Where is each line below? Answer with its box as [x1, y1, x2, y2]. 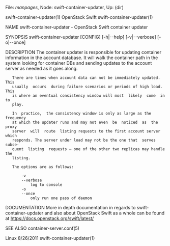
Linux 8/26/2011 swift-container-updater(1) [5, 235, 95, 241]
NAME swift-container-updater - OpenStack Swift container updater [5, 24, 148, 30]
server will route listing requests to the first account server [12, 129, 160, 134]
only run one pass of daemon [30, 196, 93, 201]
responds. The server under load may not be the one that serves [12, 138, 156, 143]
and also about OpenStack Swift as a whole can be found [44, 210, 165, 216]
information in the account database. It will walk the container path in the [5, 54, 158, 61]
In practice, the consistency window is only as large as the [12, 111, 152, 116]
